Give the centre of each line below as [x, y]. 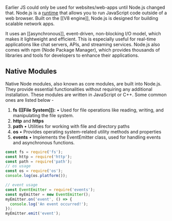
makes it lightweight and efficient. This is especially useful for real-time [81, 39]
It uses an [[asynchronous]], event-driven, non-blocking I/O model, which [83, 34]
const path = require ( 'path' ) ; [39, 161]
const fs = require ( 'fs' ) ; [34, 152]
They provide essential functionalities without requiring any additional [79, 89]
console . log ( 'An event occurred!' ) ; [49, 204]
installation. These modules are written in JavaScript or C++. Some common [86, 95]
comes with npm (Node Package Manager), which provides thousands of [83, 50]
